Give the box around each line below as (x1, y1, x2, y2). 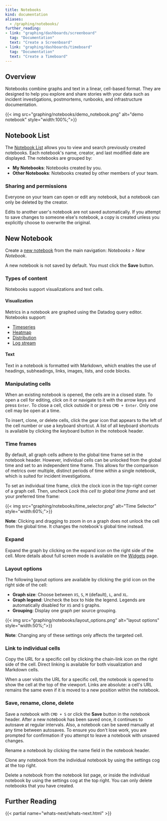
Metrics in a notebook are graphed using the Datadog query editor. (5, 309, 143, 315)
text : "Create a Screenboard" (9, 40, 72, 45)
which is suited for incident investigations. (5, 473, 92, 479)
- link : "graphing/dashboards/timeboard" (5, 45, 93, 50)
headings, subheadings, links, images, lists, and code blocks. (5, 367, 131, 373)
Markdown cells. (5, 667, 39, 673)
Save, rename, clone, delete (5, 699, 74, 706)
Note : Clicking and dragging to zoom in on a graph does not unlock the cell (5, 518, 160, 524)
